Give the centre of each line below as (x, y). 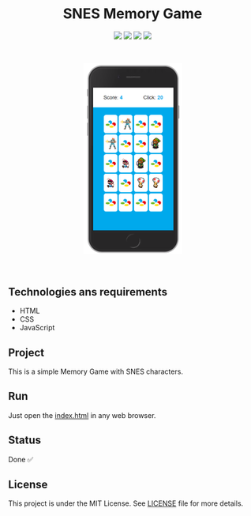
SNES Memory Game (133, 14)
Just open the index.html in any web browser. (82, 415)
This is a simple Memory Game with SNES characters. (96, 371)
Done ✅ (21, 459)
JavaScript (37, 328)
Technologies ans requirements (88, 292)
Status (25, 441)
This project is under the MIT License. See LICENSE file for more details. (126, 503)
